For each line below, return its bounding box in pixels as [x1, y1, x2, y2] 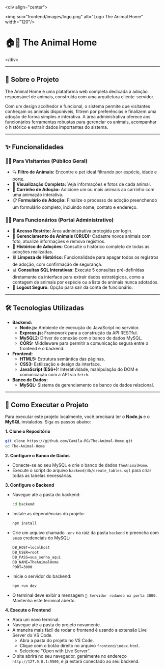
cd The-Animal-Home [5, 444, 45, 449]
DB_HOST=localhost [12, 545, 50, 550]
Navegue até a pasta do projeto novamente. [12, 621, 101, 628]
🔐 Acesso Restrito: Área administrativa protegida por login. [12, 228, 133, 234]
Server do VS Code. [12, 632, 53, 638]
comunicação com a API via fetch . [19, 371, 90, 377]
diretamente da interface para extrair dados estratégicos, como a [12, 274, 144, 279]
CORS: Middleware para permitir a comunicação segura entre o [19, 340, 149, 346]
